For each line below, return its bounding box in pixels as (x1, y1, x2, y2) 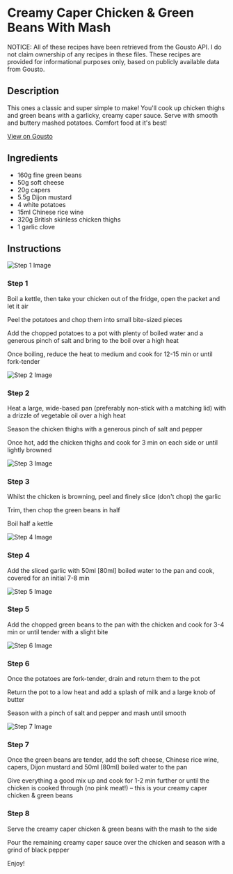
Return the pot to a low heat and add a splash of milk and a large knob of (7, 688, 216, 696)
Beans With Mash (7, 20, 111, 36)
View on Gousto (7, 132, 54, 140)
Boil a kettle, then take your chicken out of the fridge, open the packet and (7, 294, 220, 302)
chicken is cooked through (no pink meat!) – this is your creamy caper (7, 784, 207, 792)
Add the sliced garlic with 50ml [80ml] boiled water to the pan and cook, (7, 566, 215, 574)
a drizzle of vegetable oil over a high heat (7, 411, 127, 420)
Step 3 (7, 476, 30, 486)
